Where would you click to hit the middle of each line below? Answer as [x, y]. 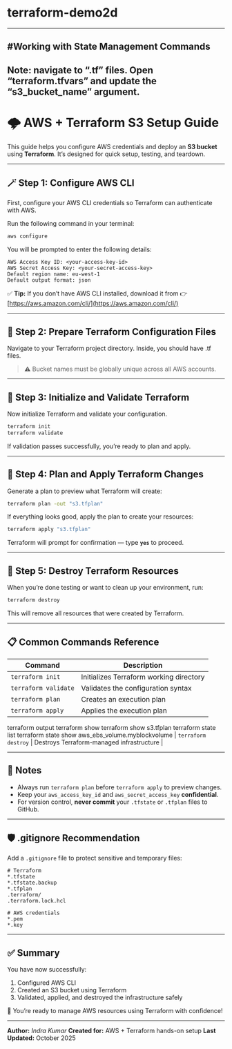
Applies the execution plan [124, 711]
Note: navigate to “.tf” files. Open [80, 70]
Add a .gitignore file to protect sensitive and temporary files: [95, 858]
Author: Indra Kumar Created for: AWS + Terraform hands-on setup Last [112, 1031]
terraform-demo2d [62, 13]
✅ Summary [33, 953]
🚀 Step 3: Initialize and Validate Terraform [98, 397]
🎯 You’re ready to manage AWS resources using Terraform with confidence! [115, 1011]
